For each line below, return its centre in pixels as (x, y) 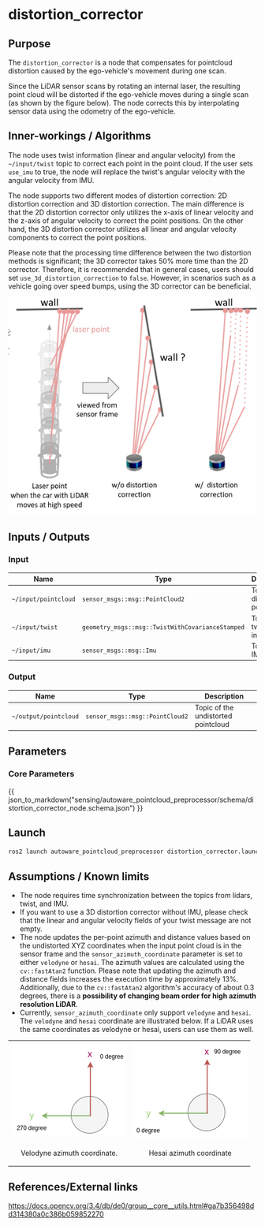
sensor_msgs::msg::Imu (119, 651)
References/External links (73, 1187)
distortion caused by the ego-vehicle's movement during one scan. (117, 71)
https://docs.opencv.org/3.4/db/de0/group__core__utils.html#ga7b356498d (131, 1206)
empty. (31, 929)
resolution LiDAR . (49, 1004)
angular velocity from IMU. (51, 180)
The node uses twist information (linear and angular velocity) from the (122, 155)
